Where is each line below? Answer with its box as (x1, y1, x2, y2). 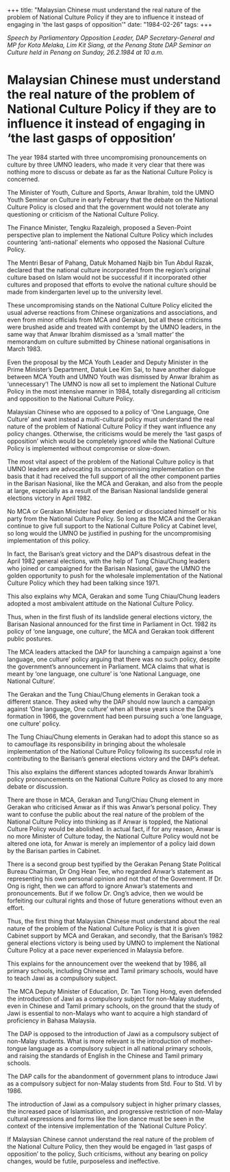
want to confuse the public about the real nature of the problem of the (7, 810, 205, 818)
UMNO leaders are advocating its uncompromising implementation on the (7, 464, 215, 473)
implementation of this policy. (7, 536, 90, 545)
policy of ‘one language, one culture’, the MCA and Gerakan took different (7, 627, 214, 635)
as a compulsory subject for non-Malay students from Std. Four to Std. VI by (7, 1079, 222, 1088)
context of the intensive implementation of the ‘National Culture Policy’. (7, 1121, 207, 1130)
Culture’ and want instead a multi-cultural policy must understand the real (7, 415, 215, 423)
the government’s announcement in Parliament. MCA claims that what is (7, 662, 210, 671)
